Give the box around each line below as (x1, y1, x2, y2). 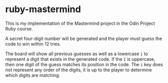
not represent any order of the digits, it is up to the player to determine (5, 67, 152, 73)
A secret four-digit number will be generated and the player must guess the (5, 35, 162, 41)
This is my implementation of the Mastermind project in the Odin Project (5, 20, 155, 26)
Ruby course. (5, 25, 33, 31)
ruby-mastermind (5, 4, 81, 15)
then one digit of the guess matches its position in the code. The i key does (5, 61, 163, 67)
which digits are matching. (5, 72, 61, 78)
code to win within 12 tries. (5, 40, 61, 47)
